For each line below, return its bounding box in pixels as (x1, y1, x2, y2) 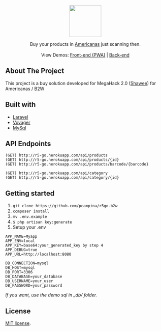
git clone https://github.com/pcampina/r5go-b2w (12, 204, 118, 209)
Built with (5, 100, 36, 109)
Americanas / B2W (5, 86, 45, 92)
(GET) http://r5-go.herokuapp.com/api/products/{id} (5, 157, 119, 162)
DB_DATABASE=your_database (5, 274, 62, 280)
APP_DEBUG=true (5, 247, 38, 253)
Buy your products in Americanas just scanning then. (29, 41, 141, 47)
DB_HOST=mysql (5, 265, 36, 270)
